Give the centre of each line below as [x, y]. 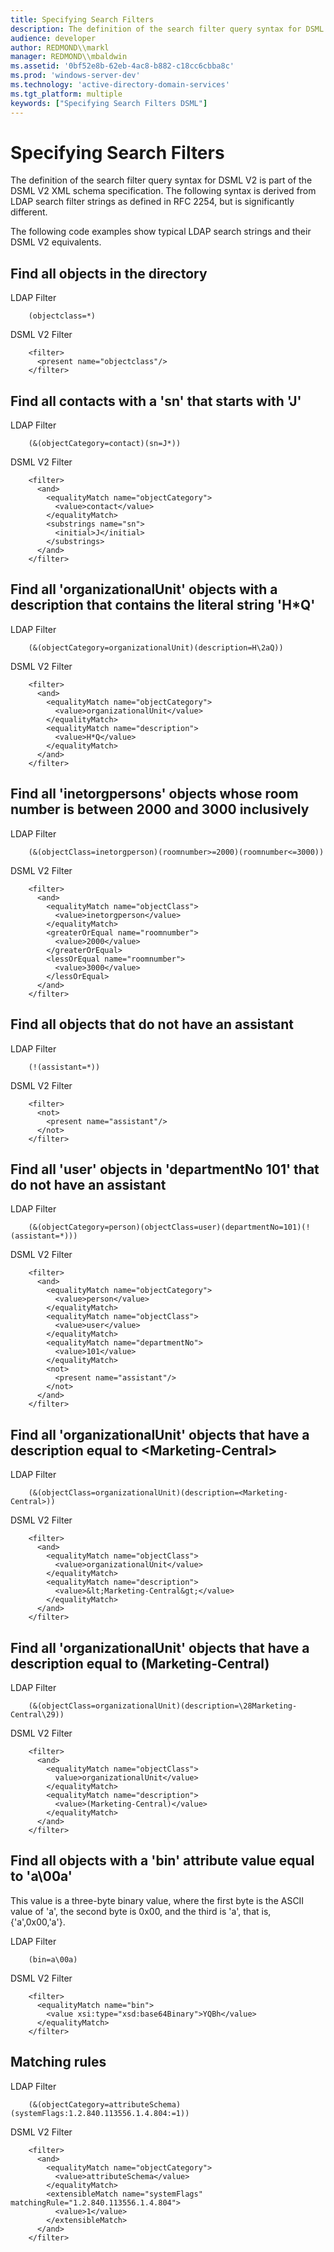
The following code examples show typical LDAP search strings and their [161, 232]
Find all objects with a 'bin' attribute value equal [162, 1861]
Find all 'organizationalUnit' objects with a [144, 589]
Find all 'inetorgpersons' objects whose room [154, 794]
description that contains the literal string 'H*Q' [163, 605]
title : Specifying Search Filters [82, 19]
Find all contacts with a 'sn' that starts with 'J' [156, 401]
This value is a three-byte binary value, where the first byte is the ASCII [157, 1900]
